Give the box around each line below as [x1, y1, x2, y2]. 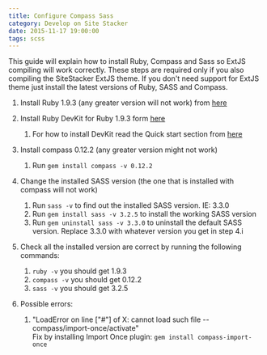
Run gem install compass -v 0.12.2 [32, 161, 153, 171]
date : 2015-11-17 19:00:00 [8, 27, 100, 35]
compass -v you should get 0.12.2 [32, 275, 142, 285]
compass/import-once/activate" [32, 323, 139, 333]
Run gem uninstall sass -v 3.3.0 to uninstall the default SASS [32, 218, 243, 227]
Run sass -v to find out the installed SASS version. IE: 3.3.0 [32, 201, 230, 210]
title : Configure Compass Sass [8, 11, 114, 20]
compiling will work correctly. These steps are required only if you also [8, 66, 244, 75]
